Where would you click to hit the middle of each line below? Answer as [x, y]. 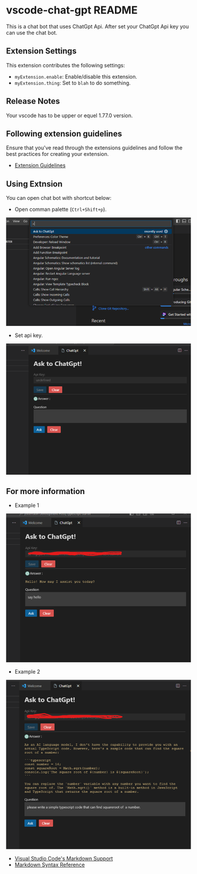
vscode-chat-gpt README [72, 10]
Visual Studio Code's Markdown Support [64, 859]
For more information [45, 491]
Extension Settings [41, 51]
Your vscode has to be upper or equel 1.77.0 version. [69, 115]
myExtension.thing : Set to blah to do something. [72, 83]
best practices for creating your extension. [57, 154]
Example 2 [27, 671]
